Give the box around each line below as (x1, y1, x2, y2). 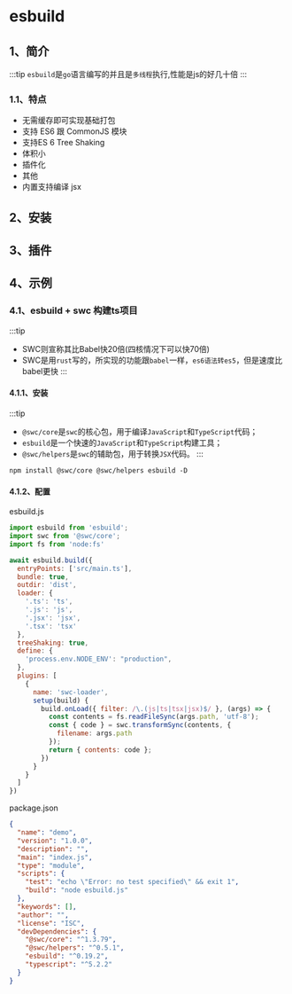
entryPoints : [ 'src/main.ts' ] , (17, 564, 133, 573)
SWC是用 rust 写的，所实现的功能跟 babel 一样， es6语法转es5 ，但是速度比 (21, 355, 283, 365)
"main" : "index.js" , (17, 853, 93, 862)
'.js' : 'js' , (25, 606, 73, 614)
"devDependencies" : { (17, 927, 97, 936)
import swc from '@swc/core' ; (9, 532, 121, 541)
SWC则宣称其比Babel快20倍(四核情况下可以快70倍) (21, 343, 211, 354)
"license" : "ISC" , (17, 919, 86, 927)
